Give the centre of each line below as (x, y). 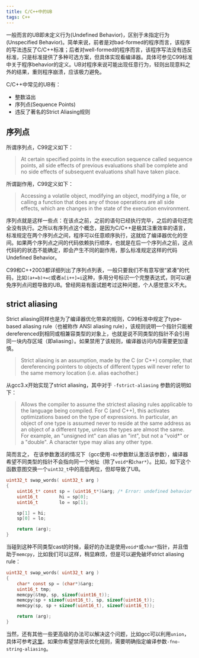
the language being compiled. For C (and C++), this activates (95, 411)
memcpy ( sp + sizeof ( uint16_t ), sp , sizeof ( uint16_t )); (86, 600)
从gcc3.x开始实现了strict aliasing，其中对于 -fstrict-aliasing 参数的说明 (96, 385)
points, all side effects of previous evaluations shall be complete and (104, 166)
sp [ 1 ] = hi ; (31, 513)
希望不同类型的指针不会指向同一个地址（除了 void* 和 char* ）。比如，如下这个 (99, 462)
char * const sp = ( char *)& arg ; (55, 583)
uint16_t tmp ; (34, 589)
